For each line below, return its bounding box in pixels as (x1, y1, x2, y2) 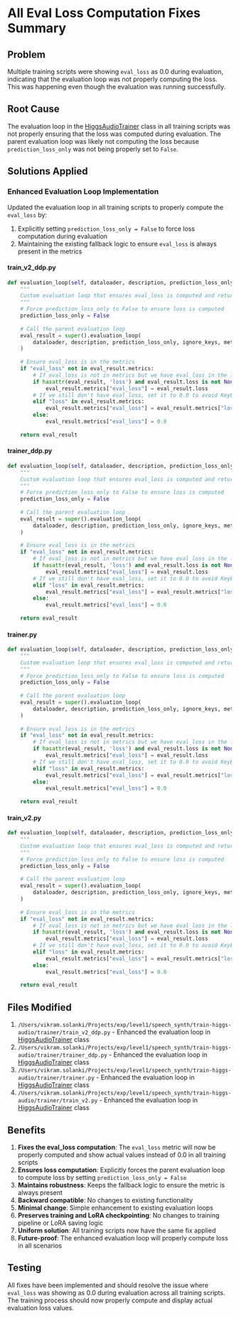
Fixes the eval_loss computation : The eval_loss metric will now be (17, 1143, 216, 1151)
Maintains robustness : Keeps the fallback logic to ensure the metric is (17, 1181, 225, 1189)
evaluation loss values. (7, 1303, 75, 1312)
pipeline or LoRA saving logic (17, 1218, 104, 1227)
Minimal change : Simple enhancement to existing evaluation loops (17, 1203, 213, 1212)
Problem (7, 48, 46, 61)
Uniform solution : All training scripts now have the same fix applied (17, 1226, 216, 1235)
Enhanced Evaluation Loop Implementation (7, 187, 159, 197)
